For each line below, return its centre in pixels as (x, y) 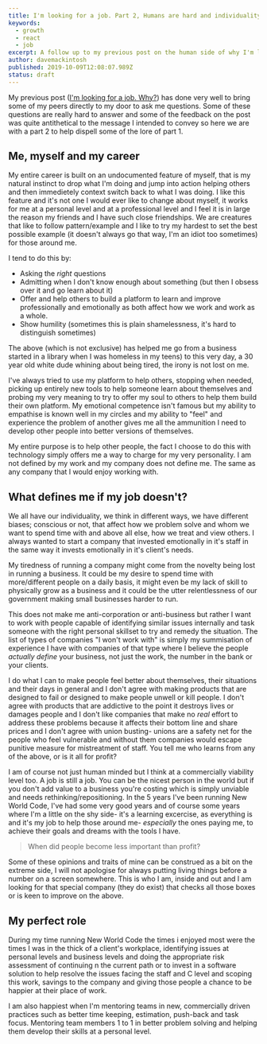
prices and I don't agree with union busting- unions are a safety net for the (130, 732)
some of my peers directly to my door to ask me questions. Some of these (130, 106)
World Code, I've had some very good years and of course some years (124, 806)
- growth (30, 30)
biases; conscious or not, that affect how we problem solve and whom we (129, 525)
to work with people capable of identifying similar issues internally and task (132, 623)
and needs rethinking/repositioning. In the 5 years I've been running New (128, 798)
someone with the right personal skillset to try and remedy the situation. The (133, 631)
